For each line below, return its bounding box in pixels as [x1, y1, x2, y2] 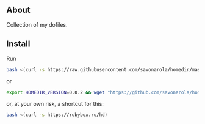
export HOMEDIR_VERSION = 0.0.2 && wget [6, 89, 105, 95]
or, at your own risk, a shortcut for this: [6, 100, 104, 108]
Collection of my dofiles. [6, 21, 68, 28]
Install [6, 39, 31, 49]
